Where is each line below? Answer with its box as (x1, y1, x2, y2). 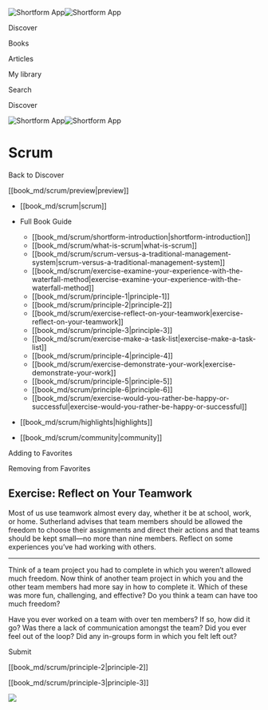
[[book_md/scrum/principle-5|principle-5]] (31, 376, 173, 386)
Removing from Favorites (8, 463, 91, 473)
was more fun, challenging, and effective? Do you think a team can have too (8, 590, 258, 600)
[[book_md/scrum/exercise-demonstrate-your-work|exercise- (31, 359, 237, 369)
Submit (8, 647, 32, 656)
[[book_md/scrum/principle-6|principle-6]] (31, 384, 173, 395)
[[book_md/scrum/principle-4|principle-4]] (31, 351, 173, 360)
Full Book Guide (19, 216, 73, 226)
